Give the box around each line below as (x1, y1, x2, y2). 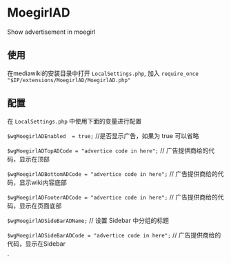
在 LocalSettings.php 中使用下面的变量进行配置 (7, 117, 142, 125)
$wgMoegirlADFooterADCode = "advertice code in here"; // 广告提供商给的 (7, 193, 219, 201)
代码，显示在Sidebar (7, 240, 66, 248)
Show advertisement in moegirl (7, 28, 96, 36)
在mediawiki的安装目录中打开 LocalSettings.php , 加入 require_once (7, 69, 199, 77)
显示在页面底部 (19, 202, 62, 210)
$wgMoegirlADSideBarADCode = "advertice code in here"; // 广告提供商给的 (7, 231, 221, 239)
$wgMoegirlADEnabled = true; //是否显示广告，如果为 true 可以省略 (7, 131, 199, 139)
